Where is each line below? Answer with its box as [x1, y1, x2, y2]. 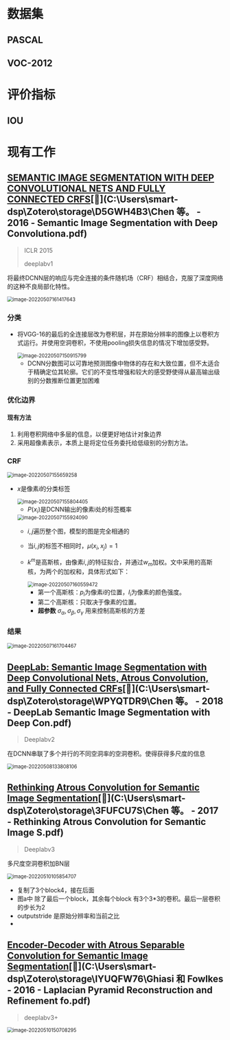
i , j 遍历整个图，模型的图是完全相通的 [27, 527, 130, 536]
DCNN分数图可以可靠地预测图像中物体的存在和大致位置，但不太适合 [27, 359, 220, 368]
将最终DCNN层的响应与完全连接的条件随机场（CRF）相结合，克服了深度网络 [7, 273, 223, 282]
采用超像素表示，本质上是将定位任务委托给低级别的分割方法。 [16, 438, 192, 446]
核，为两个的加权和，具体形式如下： [27, 567, 130, 576]
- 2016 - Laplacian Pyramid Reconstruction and [7, 984, 213, 996]
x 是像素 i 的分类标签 [16, 485, 71, 493]
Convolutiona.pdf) [7, 228, 88, 240]
